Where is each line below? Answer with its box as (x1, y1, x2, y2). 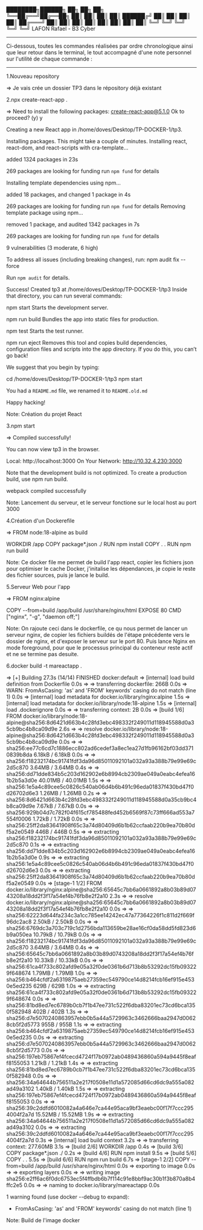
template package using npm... (6, 209, 83, 216)
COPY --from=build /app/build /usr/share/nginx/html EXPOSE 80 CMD (6, 607, 182, 614)
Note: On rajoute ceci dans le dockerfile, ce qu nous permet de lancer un (6, 625, 188, 632)
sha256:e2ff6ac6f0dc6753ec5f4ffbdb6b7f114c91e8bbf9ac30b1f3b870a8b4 (6, 1175, 196, 1182)
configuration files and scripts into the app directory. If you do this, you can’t (6, 345, 197, 353)
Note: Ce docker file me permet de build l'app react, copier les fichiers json (6, 559, 194, 565)
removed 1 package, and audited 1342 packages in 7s (6, 221, 140, 228)
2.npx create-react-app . (6, 96, 68, 103)
